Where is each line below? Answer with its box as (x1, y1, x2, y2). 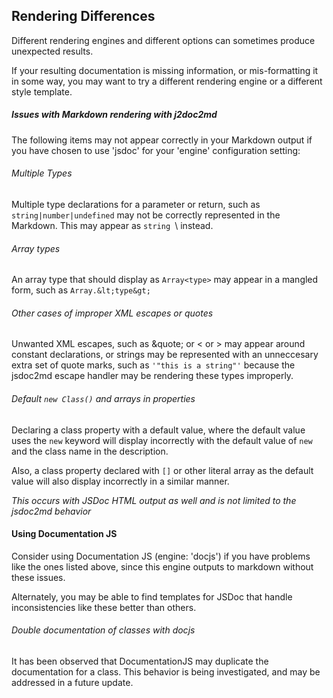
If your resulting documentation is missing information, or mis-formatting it (11, 64, 319, 76)
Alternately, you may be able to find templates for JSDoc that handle (11, 590, 293, 603)
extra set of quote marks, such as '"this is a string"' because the (11, 359, 296, 371)
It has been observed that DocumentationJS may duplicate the (11, 655, 269, 667)
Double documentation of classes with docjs (11, 624, 196, 636)
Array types (11, 242, 61, 254)
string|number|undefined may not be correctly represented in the (11, 209, 281, 221)
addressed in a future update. (11, 677, 134, 688)
